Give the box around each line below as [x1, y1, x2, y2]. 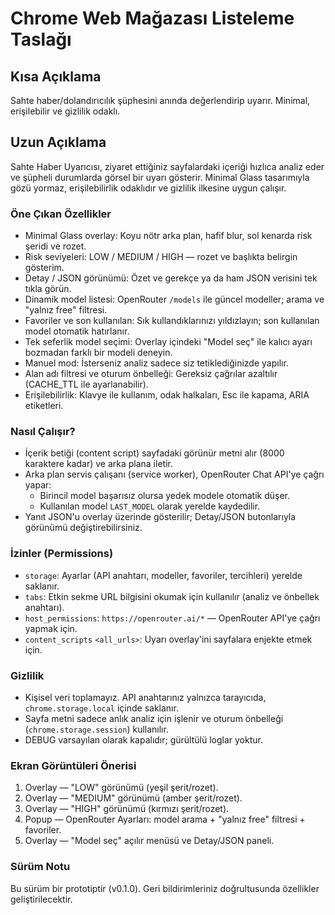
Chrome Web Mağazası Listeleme [10, 7, 295, 30]
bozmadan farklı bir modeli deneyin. [24, 347, 173, 359]
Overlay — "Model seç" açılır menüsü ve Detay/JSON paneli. [24, 835, 275, 847]
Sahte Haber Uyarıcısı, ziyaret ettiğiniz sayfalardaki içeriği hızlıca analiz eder [10, 160, 325, 172]
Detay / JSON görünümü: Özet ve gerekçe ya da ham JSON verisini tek [24, 272, 318, 284]
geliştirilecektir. [10, 893, 73, 905]
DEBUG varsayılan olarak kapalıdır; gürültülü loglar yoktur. [24, 734, 263, 746]
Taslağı [10, 28, 72, 51]
